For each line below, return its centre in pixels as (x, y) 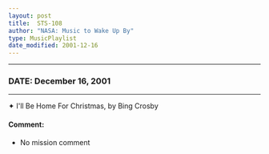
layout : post (30, 16)
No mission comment (55, 142)
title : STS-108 (35, 23)
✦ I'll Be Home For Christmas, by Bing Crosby (83, 106)
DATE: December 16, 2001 (59, 81)
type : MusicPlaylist (43, 38)
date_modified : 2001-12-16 (53, 46)
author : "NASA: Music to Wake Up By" (71, 30)
